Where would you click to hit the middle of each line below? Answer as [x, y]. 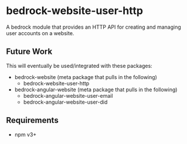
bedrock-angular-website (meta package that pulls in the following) [96, 90]
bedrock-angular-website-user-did [65, 102]
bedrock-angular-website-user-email [68, 95]
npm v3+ [25, 134]
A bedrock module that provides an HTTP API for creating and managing [94, 27]
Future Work [29, 52]
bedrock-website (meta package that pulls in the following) [86, 77]
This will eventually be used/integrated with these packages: [79, 66]
